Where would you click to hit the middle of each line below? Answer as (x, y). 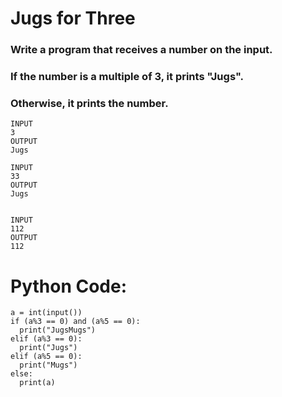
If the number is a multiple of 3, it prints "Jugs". (127, 77)
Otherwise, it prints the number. (89, 103)
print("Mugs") (48, 365)
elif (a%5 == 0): (46, 357)
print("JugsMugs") (58, 330)
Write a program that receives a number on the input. (141, 50)
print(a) (37, 383)
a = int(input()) (46, 313)
